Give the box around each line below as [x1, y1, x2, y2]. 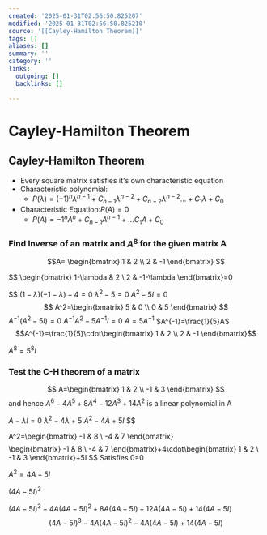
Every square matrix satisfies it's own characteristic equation [19, 175, 224, 185]
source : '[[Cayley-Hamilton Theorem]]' [8, 27, 143, 35]
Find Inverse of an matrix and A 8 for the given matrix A [8, 237, 227, 250]
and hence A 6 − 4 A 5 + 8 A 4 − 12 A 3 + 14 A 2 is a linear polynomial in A [8, 397, 232, 409]
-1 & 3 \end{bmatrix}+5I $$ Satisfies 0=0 [8, 452, 144, 462]
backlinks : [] [15, 79, 63, 88]
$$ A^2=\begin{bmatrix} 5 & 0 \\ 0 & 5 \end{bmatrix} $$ [43, 302, 229, 312]
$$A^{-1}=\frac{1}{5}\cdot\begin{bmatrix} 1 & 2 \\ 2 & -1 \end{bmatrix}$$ [15, 329, 257, 339]
